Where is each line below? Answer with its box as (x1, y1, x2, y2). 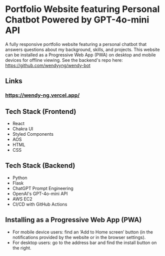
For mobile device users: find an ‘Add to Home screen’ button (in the (12, 229, 153, 235)
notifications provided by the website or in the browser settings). (12, 234, 146, 240)
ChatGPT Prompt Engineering (12, 185, 73, 191)
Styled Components (12, 131, 54, 137)
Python (12, 175, 27, 181)
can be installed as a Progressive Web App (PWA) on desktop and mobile (5, 51, 156, 58)
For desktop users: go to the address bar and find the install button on (12, 240, 157, 246)
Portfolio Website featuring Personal (5, 3, 160, 15)
